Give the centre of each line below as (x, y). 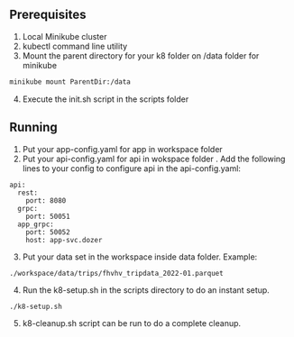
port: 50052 (48, 232)
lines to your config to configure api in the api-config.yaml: (132, 168)
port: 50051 (48, 216)
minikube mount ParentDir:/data (70, 82)
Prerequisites (48, 15)
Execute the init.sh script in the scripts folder (106, 99)
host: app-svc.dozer (64, 240)
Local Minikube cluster (64, 36)
